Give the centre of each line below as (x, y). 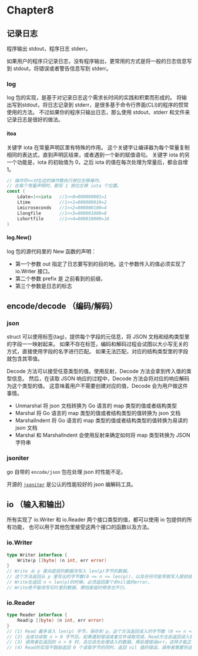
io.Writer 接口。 (34, 271)
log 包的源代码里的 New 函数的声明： (52, 251)
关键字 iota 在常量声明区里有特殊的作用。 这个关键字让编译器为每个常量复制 (98, 147)
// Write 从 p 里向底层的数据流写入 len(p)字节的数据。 (69, 571)
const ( (16, 192)
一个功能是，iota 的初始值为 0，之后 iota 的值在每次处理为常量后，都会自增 (98, 162)
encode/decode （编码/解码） (62, 306)
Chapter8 (31, 10)
